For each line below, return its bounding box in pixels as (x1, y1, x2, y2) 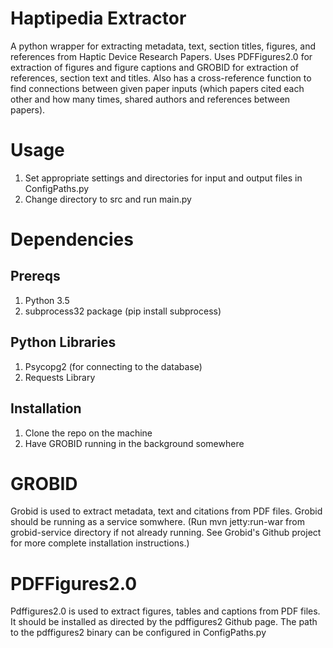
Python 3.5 (24, 294, 70, 306)
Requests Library (24, 371, 96, 383)
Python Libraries (10, 334, 117, 351)
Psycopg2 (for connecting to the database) (24, 360, 203, 372)
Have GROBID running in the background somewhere (24, 437, 245, 449)
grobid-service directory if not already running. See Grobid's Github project (10, 527, 322, 539)
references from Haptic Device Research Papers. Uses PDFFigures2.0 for (10, 50, 313, 62)
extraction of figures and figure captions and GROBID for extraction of (10, 61, 300, 73)
